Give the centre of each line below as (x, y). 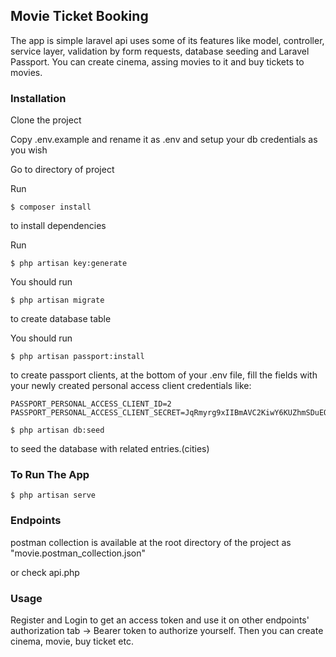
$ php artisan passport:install (77, 357)
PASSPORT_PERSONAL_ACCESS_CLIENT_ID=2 (91, 404)
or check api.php (45, 572)
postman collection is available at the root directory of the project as (151, 542)
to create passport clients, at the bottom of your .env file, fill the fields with (164, 375)
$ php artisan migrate (57, 300)
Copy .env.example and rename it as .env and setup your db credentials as (164, 140)
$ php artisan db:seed (57, 430)
